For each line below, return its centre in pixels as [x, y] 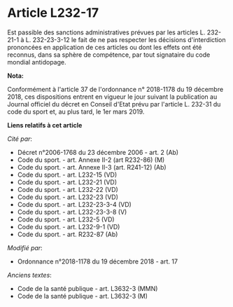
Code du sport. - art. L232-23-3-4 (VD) [74, 204]
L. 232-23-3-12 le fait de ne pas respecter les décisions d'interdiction [126, 39]
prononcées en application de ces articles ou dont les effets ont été [105, 47]
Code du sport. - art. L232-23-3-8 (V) [72, 212]
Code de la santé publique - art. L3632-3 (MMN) [87, 288]
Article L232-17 [53, 13]
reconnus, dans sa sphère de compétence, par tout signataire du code [109, 55]
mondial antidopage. [37, 62]
